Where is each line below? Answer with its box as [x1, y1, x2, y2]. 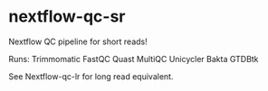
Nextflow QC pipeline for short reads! [8, 36, 148, 47]
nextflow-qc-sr [8, 6, 126, 27]
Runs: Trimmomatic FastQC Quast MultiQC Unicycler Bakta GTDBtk [8, 53, 259, 64]
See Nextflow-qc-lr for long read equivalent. [8, 70, 174, 82]
